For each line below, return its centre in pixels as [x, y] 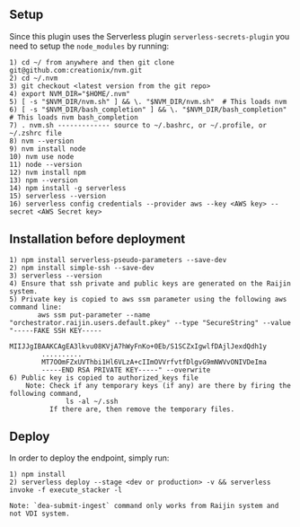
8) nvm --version [42, 141]
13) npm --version [44, 180]
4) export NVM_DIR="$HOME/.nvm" [70, 93]
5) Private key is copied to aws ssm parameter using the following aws [148, 299]
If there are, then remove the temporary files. [142, 409]
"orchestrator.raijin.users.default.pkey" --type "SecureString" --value [150, 322]
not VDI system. [40, 514]
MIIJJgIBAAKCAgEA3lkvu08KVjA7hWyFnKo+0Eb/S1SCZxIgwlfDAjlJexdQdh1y [138, 346]
